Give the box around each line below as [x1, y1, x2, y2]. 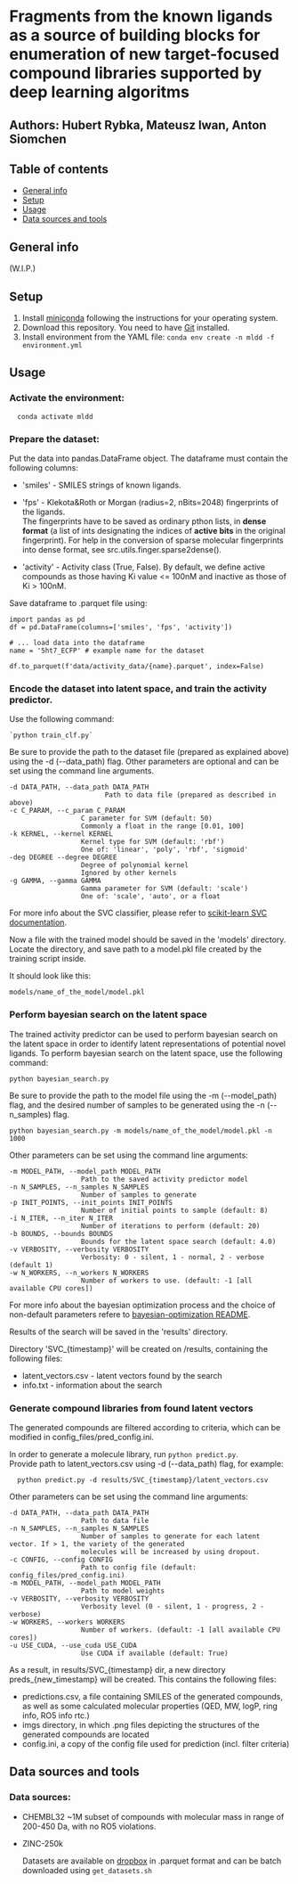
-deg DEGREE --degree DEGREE [9, 853, 117, 862]
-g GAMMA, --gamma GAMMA [9, 876, 101, 886]
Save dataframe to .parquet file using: [9, 598, 148, 608]
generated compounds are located [21, 1729, 149, 1740]
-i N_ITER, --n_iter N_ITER [9, 1214, 114, 1223]
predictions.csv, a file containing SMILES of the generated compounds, [21, 1691, 283, 1701]
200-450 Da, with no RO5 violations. [21, 1821, 157, 1831]
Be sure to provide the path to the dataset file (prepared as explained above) [9, 747, 289, 758]
